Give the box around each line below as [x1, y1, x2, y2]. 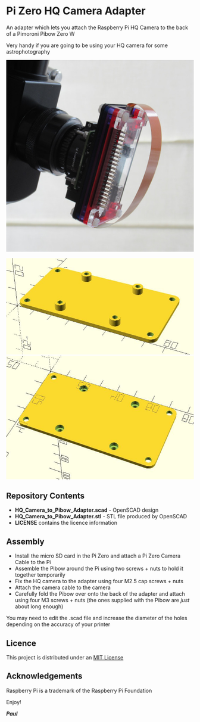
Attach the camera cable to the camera [14, 584, 111, 591]
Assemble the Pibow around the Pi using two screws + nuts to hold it [14, 565, 183, 572]
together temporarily [14, 571, 65, 578]
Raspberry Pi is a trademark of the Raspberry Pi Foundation [6, 687, 152, 694]
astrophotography [6, 48, 51, 55]
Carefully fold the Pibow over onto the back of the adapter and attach [14, 590, 186, 597]
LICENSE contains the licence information [14, 519, 118, 527]
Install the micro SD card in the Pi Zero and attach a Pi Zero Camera [14, 552, 181, 559]
